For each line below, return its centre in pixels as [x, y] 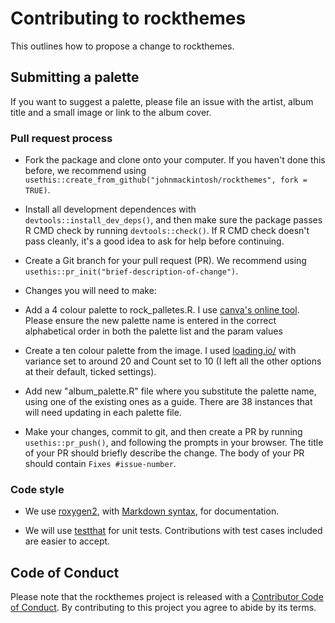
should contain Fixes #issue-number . [100, 464]
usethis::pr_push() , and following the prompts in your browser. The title [174, 443]
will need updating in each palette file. [103, 413]
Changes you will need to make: [90, 291]
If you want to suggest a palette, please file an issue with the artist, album [162, 101]
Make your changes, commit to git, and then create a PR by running [163, 432]
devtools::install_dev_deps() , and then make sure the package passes [173, 220]
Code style [37, 489]
